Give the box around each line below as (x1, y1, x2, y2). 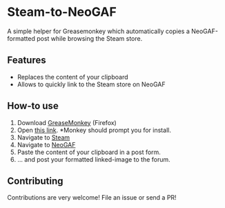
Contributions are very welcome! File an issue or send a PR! (7, 193, 177, 202)
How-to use (7, 100, 59, 112)
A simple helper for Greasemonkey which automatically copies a (7, 27, 190, 35)
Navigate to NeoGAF (17, 140, 76, 149)
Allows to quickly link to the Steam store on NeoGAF (17, 80, 166, 88)
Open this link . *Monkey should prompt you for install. (17, 126, 171, 134)
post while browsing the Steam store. (37, 34, 143, 42)
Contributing (7, 175, 63, 187)
